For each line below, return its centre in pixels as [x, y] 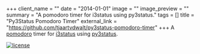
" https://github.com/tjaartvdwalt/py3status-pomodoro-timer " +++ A [90, 27]
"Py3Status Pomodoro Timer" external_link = [62, 21]
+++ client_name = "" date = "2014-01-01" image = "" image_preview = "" [98, 9]
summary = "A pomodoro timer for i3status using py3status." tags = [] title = [100, 15]
